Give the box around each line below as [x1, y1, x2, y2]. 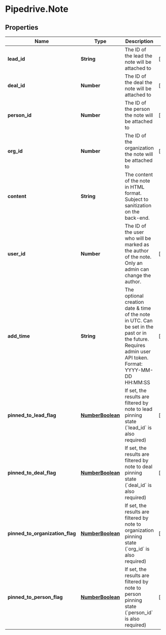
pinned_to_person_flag [7, 594, 63, 600]
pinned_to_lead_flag [7, 412, 56, 419]
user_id [7, 250, 26, 257]
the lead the [124, 52, 153, 59]
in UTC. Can [124, 317, 153, 324]
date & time [124, 305, 151, 311]
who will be [124, 235, 151, 242]
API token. [124, 354, 149, 361]
